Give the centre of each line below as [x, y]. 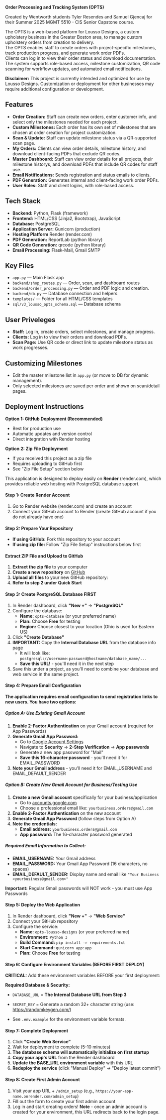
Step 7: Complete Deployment [37, 1030]
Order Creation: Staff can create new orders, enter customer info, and [84, 116]
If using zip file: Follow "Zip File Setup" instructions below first [77, 545]
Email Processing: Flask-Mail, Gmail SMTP [56, 250]
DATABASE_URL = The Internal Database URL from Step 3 [69, 995]
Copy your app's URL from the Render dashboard [63, 1058]
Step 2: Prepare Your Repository [39, 528]
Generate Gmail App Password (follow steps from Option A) [74, 818]
